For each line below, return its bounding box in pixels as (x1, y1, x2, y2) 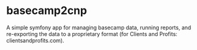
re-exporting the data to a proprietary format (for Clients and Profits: (6, 30, 178, 37)
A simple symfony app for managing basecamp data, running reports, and (6, 24, 192, 31)
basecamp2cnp (6, 4, 87, 18)
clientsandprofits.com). (6, 37, 64, 44)
